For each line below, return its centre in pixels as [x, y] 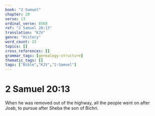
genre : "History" [23, 38]
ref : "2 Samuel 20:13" [29, 28]
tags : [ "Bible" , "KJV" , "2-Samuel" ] [41, 65]
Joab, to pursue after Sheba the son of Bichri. [52, 108]
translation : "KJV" [25, 33]
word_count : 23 [21, 42]
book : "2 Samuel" [23, 10]
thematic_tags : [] [24, 60]
